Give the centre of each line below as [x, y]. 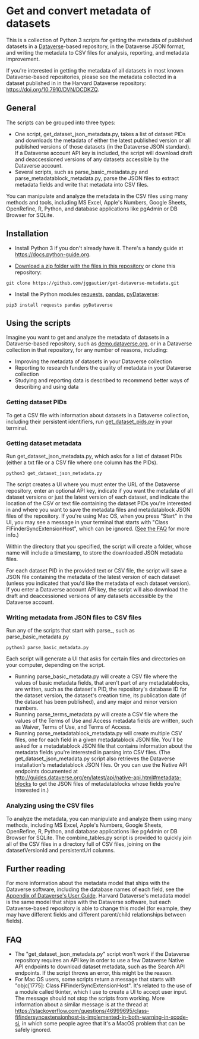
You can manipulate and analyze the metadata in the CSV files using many [97, 196]
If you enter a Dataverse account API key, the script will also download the [97, 589]
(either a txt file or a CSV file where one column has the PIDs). [82, 462]
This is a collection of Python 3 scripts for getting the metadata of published [99, 40]
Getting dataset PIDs [37, 402]
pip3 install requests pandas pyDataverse [59, 305]
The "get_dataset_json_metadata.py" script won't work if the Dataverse [102, 954]
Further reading [36, 869]
